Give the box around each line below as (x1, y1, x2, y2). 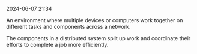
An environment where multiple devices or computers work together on (6, 17, 183, 23)
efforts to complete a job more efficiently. (6, 41, 109, 48)
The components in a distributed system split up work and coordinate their (6, 35, 191, 41)
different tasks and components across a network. (6, 23, 131, 30)
